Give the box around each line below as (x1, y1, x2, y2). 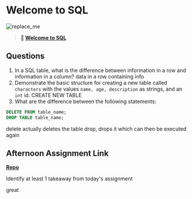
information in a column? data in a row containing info (14, 73, 145, 80)
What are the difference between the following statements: (14, 98, 157, 105)
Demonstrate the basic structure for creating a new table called (14, 79, 168, 86)
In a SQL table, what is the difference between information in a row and (14, 67, 186, 74)
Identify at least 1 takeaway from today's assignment (6, 175, 133, 182)
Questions (6, 51, 45, 61)
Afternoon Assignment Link (6, 148, 109, 158)
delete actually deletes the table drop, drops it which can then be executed (6, 125, 187, 132)
